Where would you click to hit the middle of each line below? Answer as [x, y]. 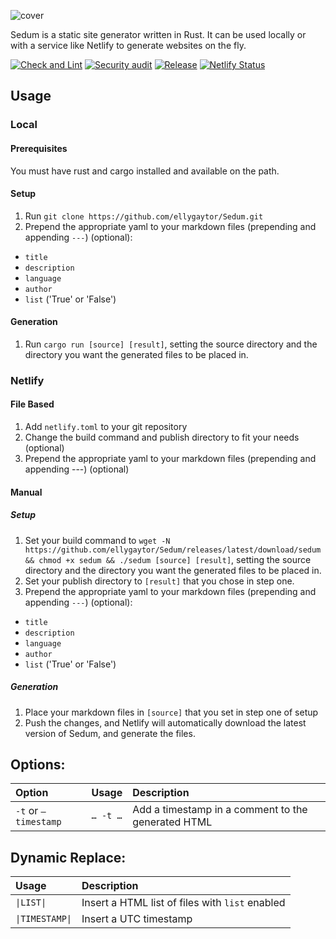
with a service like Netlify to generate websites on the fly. [128, 45]
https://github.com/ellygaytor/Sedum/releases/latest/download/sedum [173, 550]
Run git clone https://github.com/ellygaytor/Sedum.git [144, 216]
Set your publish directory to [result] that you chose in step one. [159, 581]
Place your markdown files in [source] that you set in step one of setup [171, 712]
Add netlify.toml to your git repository [106, 427]
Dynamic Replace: [68, 857]
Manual [26, 492]
